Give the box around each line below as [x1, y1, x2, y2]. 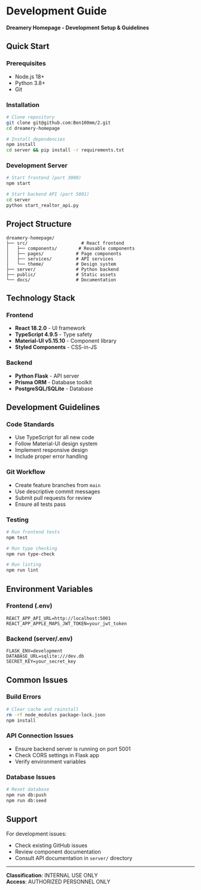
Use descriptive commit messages [14, 488, 100, 495]
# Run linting [6, 561, 42, 568]
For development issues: [6, 830, 67, 837]
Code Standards [6, 420, 55, 429]
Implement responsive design [14, 446, 88, 454]
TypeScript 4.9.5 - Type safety [14, 331, 93, 338]
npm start [6, 181, 31, 187]
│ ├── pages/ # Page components [6, 250, 121, 257]
